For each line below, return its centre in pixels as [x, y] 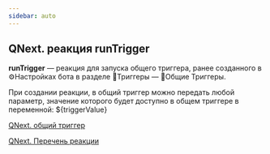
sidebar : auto [32, 16]
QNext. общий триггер [47, 126]
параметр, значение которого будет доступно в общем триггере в [124, 101]
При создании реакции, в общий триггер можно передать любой [122, 92]
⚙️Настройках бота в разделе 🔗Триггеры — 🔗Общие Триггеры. [117, 77]
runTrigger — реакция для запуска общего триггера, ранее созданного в [135, 68]
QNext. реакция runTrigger [79, 49]
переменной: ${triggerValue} [58, 109]
